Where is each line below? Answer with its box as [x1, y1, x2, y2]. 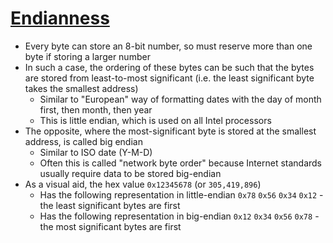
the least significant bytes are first [39, 199, 181, 211]
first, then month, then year [39, 103, 153, 116]
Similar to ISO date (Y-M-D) [39, 146, 153, 158]
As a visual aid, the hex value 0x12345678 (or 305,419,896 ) [24, 178, 262, 190]
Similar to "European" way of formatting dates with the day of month [39, 93, 322, 105]
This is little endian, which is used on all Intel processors [39, 114, 272, 126]
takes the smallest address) [24, 82, 139, 94]
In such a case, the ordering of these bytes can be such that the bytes [24, 61, 315, 73]
